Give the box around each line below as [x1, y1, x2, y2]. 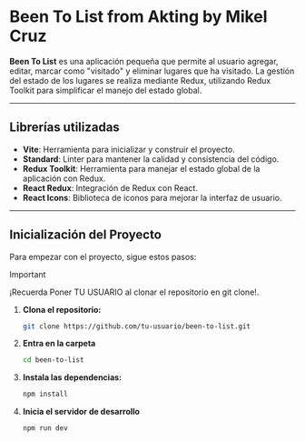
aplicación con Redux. [22, 173, 106, 184]
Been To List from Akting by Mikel [9, 6, 268, 27]
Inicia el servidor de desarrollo [22, 407, 141, 417]
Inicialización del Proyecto [9, 227, 162, 243]
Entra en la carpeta [22, 338, 96, 349]
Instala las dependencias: [22, 372, 123, 383]
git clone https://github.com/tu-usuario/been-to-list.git [22, 321, 251, 331]
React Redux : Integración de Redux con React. [22, 182, 198, 193]
